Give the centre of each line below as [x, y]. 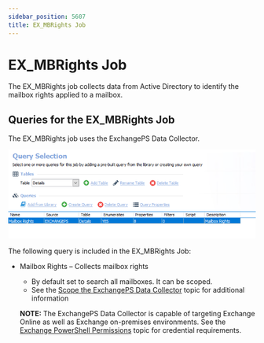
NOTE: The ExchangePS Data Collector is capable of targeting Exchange [137, 314]
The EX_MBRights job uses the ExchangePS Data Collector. [104, 138]
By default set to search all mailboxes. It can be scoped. [122, 282]
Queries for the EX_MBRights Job [92, 119]
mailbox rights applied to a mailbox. [66, 95]
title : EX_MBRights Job [47, 25]
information [50, 298]
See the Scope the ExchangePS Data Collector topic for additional [138, 290]
